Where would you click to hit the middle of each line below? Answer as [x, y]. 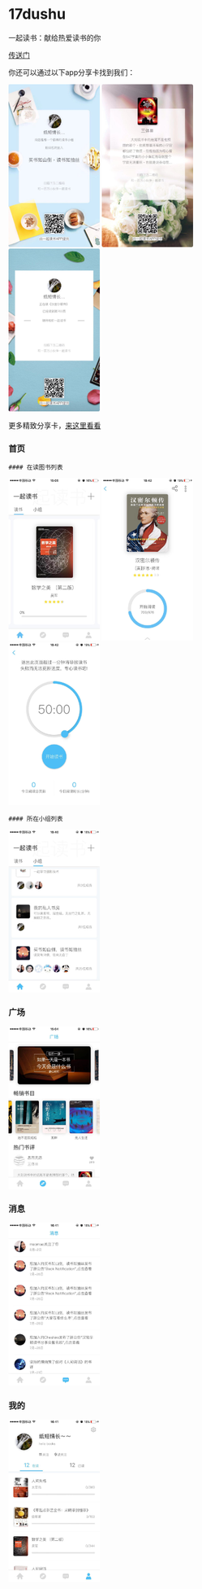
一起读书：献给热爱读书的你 [55, 37]
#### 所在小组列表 [36, 819]
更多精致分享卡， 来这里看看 [55, 425]
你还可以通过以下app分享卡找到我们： [72, 72]
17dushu [37, 14]
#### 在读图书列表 [36, 468]
